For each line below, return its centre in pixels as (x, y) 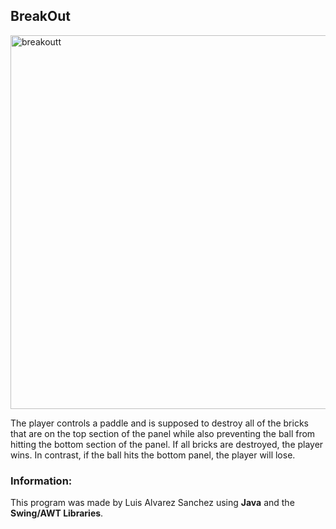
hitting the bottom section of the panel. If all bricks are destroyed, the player (167, 444)
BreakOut (40, 16)
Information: (41, 481)
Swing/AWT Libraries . (57, 513)
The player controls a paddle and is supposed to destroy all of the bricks (159, 423)
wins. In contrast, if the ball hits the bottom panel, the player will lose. (153, 455)
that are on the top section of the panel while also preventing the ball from (163, 433)
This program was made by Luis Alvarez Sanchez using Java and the (152, 503)
